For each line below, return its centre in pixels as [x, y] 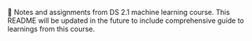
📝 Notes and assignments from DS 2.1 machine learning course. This [119, 12]
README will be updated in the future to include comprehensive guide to [126, 20]
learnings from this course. [51, 29]
